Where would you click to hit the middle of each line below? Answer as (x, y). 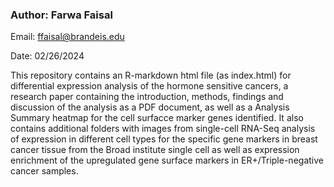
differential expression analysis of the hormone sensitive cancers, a (149, 86)
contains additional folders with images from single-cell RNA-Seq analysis (163, 129)
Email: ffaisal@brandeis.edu (67, 37)
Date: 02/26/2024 (47, 56)
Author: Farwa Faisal (61, 15)
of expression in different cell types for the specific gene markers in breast (164, 139)
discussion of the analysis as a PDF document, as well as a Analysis (150, 107)
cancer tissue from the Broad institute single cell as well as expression (155, 150)
